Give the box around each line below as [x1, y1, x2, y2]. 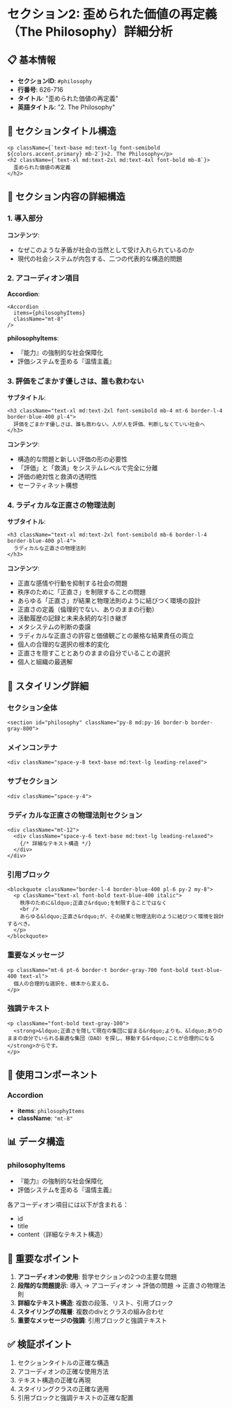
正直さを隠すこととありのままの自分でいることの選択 [17, 649, 171, 658]
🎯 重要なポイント [7, 1252, 80, 1265]
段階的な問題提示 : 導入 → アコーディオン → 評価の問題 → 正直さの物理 [17, 1282, 219, 1290]
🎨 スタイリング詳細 [7, 680, 89, 692]
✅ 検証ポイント [7, 1339, 72, 1351]
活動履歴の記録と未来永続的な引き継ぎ [17, 614, 127, 623]
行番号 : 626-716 [17, 85, 64, 94]
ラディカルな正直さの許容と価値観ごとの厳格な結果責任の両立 [17, 632, 194, 640]
